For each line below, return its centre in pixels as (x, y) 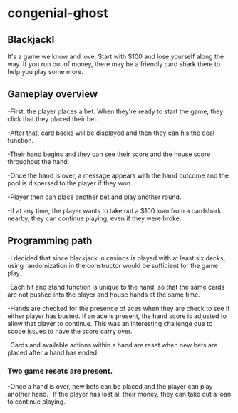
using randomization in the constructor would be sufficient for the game (113, 265)
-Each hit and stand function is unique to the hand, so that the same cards (116, 287)
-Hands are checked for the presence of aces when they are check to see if (119, 308)
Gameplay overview (53, 94)
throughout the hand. (38, 161)
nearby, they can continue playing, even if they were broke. (94, 218)
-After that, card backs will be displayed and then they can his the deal (111, 133)
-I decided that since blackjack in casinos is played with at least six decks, (117, 258)
